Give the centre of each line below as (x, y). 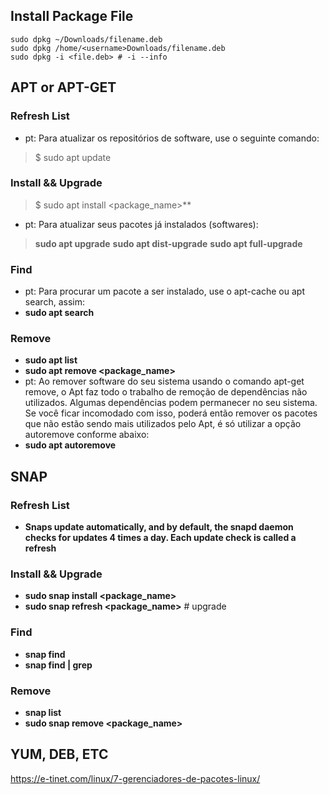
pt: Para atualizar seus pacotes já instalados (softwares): (141, 224)
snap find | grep (58, 665)
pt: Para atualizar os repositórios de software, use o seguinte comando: (172, 138)
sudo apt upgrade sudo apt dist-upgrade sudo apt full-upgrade (168, 243)
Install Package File (72, 16)
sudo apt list (51, 360)
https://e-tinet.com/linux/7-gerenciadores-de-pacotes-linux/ (135, 778)
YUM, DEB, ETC (59, 754)
